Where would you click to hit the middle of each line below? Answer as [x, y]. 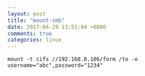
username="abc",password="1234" [55, 65]
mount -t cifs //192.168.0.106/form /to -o [73, 59]
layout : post [27, 14]
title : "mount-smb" [36, 20]
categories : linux [34, 40]
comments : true [30, 33]
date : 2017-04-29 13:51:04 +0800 [57, 27]
